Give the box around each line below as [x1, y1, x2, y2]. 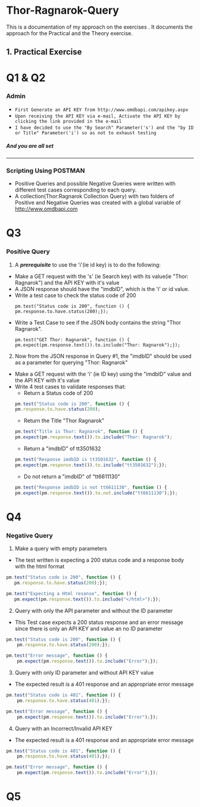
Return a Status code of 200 [23, 389, 93, 397]
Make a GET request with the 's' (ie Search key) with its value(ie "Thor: [14, 273, 189, 280]
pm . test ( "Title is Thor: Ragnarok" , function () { [14, 429, 143, 435]
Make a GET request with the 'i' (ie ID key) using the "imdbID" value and [14, 370, 192, 378]
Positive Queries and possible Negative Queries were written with [14, 180, 176, 187]
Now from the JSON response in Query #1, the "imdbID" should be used [14, 353, 192, 360]
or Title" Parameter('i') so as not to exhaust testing [14, 129, 157, 136]
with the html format [14, 563, 65, 570]
